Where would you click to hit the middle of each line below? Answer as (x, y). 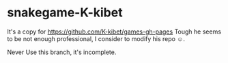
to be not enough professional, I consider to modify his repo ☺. (96, 38)
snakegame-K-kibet (65, 13)
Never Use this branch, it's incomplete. (62, 52)
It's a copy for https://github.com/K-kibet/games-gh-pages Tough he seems (114, 32)
